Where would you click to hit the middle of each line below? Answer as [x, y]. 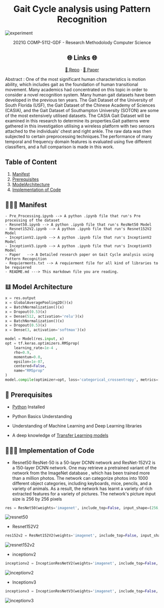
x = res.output [20, 298]
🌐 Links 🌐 [82, 58]
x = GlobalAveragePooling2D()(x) [39, 303]
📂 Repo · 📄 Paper [82, 70]
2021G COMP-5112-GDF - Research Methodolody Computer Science [82, 42]
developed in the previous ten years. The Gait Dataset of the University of [79, 100]
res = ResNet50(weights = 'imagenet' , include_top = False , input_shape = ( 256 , [83, 508]
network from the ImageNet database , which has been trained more [81, 473]
